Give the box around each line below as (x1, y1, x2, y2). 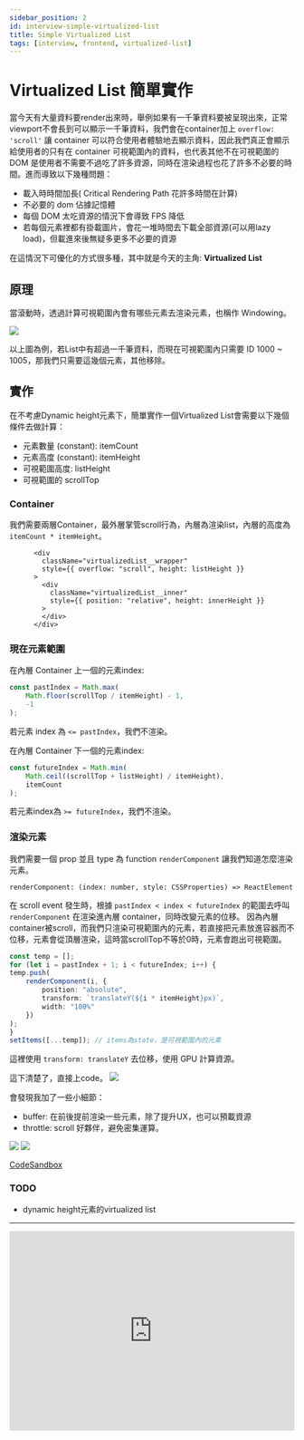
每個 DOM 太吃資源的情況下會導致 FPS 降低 (22, 210, 185, 222)
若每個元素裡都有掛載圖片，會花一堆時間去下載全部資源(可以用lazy (22, 222, 271, 233)
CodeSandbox (9, 1159, 63, 1170)
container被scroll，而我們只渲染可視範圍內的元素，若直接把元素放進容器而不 (9, 922, 295, 933)
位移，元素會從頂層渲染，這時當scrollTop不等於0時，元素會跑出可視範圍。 (9, 933, 287, 944)
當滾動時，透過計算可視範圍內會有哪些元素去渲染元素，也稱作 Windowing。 (9, 307, 291, 318)
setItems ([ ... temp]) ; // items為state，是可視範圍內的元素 (9, 1036, 222, 1045)
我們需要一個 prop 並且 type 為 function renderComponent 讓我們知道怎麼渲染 (9, 853, 294, 864)
